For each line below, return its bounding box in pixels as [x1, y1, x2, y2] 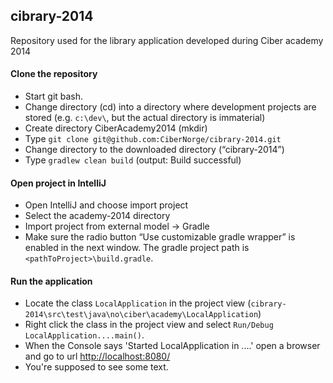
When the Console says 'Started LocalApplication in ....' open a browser [24, 340, 321, 352]
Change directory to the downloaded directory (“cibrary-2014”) [24, 144, 285, 156]
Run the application [10, 275, 93, 287]
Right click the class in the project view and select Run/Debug [24, 319, 274, 331]
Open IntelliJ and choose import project [24, 199, 189, 211]
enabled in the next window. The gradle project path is [24, 242, 250, 254]
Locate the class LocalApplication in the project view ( [24, 297, 252, 309]
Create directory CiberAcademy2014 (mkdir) [24, 122, 208, 134]
